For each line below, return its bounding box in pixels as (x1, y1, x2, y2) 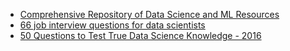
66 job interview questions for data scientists (19, 19, 206, 31)
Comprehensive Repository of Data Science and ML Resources (19, 9, 280, 20)
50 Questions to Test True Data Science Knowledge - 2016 (19, 30, 262, 41)
